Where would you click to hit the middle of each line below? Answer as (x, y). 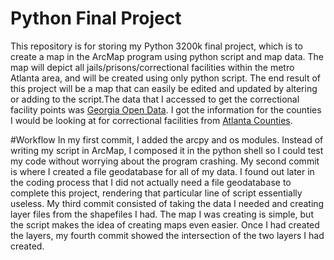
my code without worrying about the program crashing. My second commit (165, 161)
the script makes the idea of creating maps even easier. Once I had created (165, 224)
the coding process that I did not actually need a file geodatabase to (151, 182)
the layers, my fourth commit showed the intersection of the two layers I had (167, 235)
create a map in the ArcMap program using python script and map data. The (167, 56)
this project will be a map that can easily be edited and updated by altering (164, 88)
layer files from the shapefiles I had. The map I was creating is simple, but (162, 214)
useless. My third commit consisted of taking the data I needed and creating (167, 203)
